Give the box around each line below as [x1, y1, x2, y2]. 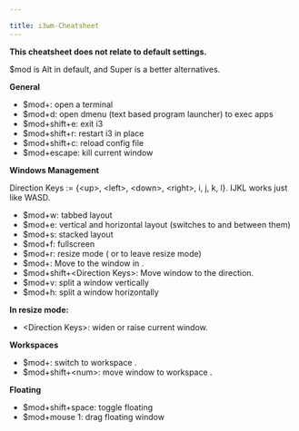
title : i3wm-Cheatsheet [9, 21, 100, 30]
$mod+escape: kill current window [22, 147, 154, 158]
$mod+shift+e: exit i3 [22, 118, 104, 129]
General [9, 81, 41, 92]
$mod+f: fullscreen [22, 238, 95, 250]
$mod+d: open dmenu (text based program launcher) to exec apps [22, 108, 274, 119]
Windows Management [9, 164, 100, 175]
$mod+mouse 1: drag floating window [22, 411, 165, 422]
